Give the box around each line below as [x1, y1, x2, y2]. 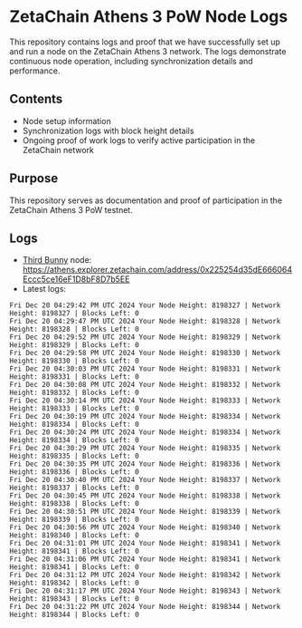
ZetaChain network [22, 144, 95, 155]
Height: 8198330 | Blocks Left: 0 [9, 356, 140, 366]
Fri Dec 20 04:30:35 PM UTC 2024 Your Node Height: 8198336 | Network [9, 459, 281, 469]
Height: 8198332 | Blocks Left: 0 [9, 388, 140, 398]
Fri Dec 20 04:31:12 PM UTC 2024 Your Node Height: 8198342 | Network [9, 571, 281, 580]
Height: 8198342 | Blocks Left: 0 [9, 578, 140, 588]
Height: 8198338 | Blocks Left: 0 [9, 499, 140, 508]
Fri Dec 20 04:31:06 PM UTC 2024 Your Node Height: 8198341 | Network [9, 555, 281, 564]
